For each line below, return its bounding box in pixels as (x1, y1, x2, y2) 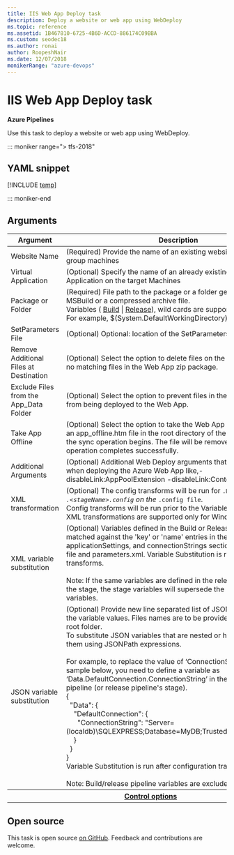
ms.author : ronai (7, 43, 58, 50)
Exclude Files (10, 382, 54, 392)
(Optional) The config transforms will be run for (65, 486, 221, 496)
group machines (65, 256, 120, 266)
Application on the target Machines (65, 276, 181, 286)
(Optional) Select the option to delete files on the (65, 354, 225, 363)
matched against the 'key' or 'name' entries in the (65, 532, 228, 542)
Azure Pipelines (7, 115, 54, 123)
